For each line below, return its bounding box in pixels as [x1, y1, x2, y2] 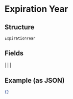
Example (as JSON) [4, 76, 65, 85]
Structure [4, 23, 35, 31]
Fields [4, 49, 24, 57]
